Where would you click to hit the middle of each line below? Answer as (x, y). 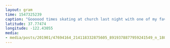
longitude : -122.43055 (29, 28)
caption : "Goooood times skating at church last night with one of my (81, 19)
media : (12, 33)
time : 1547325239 (24, 14)
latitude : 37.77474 (26, 24)
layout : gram (19, 10)
